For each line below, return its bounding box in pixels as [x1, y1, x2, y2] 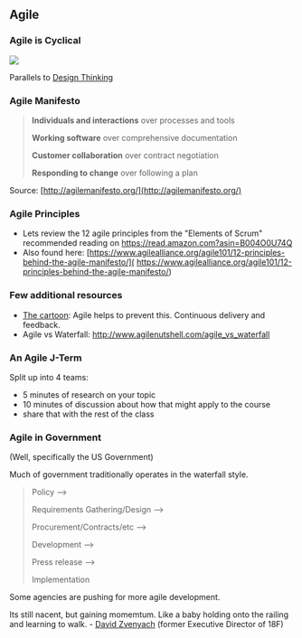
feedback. [22, 319, 61, 330]
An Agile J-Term [9, 352, 82, 364]
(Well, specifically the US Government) [9, 452, 154, 463]
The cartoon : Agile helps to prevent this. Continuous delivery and [22, 309, 266, 320]
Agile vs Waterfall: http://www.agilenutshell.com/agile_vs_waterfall [22, 329, 270, 340]
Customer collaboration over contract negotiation [31, 149, 220, 161]
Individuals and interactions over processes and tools [31, 115, 235, 126]
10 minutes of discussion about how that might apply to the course [22, 399, 271, 409]
